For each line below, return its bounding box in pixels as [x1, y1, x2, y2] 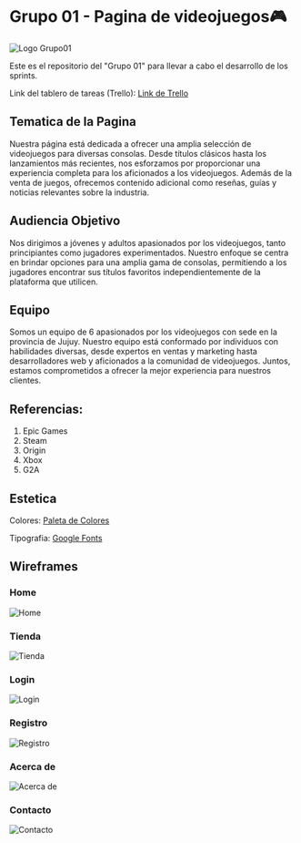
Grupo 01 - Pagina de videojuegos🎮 [9, 6, 287, 27]
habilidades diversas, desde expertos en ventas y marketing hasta [9, 346, 257, 357]
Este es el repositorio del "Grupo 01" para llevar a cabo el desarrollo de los [9, 60, 288, 71]
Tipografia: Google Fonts [9, 533, 103, 543]
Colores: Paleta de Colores [9, 515, 110, 526]
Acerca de [9, 760, 56, 773]
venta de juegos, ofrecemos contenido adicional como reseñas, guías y [9, 177, 277, 188]
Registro [9, 716, 48, 729]
